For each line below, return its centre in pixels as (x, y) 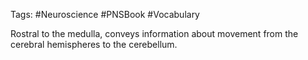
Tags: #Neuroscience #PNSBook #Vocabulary (105, 14)
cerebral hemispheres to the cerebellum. (94, 44)
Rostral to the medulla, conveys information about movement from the (154, 33)
